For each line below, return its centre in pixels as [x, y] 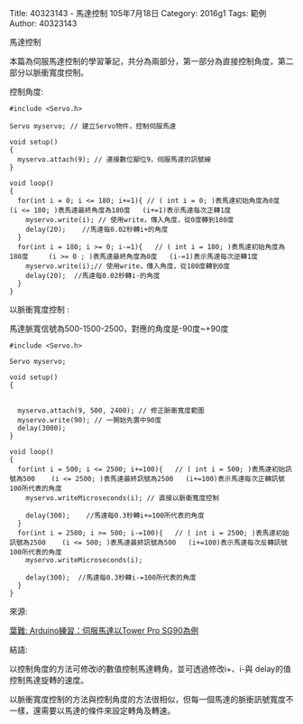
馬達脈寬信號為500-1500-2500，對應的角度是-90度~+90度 [119, 329]
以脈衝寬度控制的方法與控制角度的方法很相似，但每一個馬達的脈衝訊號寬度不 [151, 699]
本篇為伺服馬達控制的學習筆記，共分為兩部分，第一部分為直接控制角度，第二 [151, 61]
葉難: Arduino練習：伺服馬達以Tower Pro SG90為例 [104, 631]
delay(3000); [42, 428]
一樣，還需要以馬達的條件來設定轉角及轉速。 [92, 710]
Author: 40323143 [43, 23]
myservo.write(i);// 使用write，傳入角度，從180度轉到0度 [128, 266]
